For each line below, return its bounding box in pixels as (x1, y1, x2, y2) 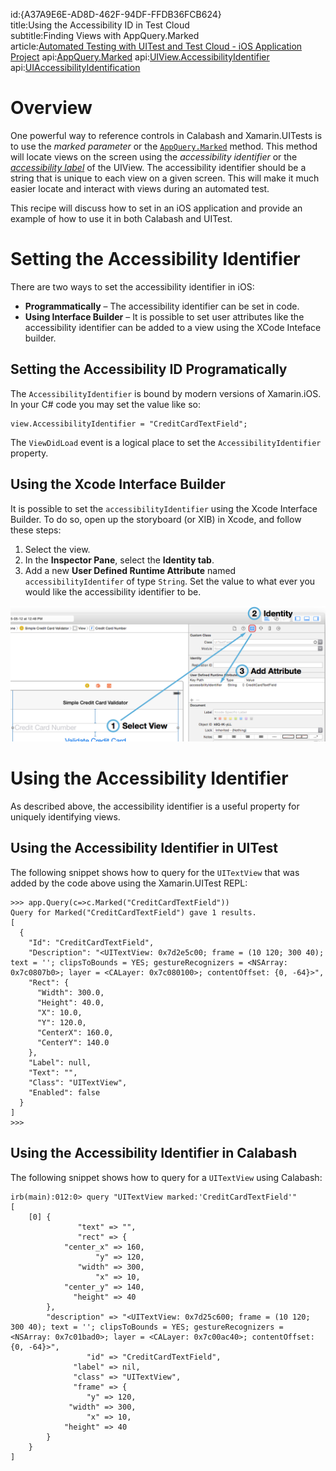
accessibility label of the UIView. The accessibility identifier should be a (10, 161, 307, 173)
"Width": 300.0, (36, 987, 105, 998)
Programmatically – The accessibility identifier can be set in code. (24, 300, 300, 312)
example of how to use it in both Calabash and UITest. (10, 212, 233, 224)
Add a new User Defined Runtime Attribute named (24, 564, 237, 576)
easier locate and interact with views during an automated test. (10, 182, 270, 194)
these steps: (10, 524, 62, 536)
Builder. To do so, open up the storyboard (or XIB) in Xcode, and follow (10, 513, 302, 525)
